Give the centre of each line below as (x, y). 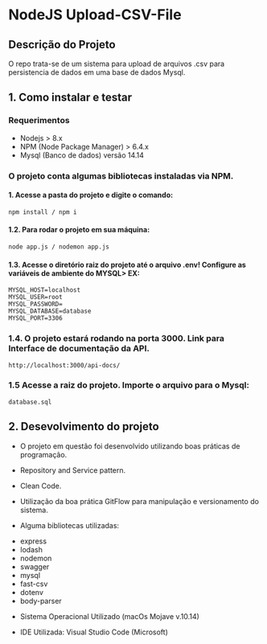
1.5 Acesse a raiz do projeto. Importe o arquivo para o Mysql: (129, 385)
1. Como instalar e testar (70, 98)
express (33, 541)
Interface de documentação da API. (79, 349)
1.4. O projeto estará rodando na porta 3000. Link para (117, 338)
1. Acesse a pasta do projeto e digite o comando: (91, 195)
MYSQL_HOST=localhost (45, 290)
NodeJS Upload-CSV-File (95, 15)
